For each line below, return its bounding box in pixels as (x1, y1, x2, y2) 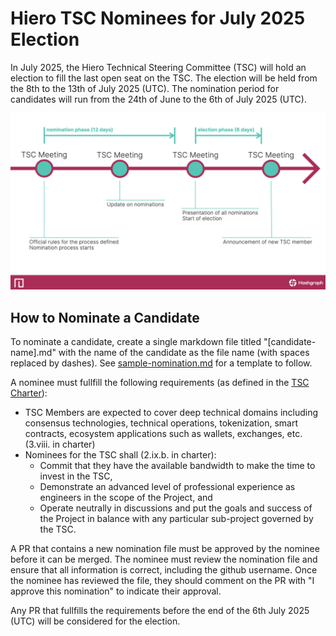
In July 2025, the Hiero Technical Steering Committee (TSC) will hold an (10, 61, 307, 73)
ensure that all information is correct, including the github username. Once (10, 564, 318, 576)
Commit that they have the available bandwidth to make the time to (39, 460, 316, 472)
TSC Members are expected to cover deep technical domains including (24, 407, 319, 419)
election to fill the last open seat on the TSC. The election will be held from (10, 72, 318, 84)
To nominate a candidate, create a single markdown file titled (10, 336, 262, 348)
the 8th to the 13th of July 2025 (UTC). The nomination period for (10, 82, 280, 94)
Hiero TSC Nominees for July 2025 (10, 7, 306, 30)
